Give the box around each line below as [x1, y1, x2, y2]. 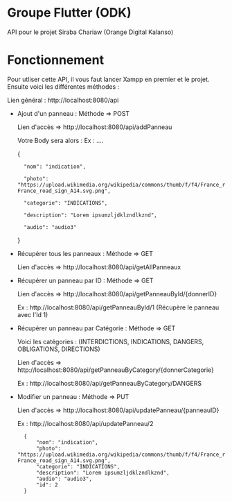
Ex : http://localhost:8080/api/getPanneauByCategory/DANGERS [17, 379, 202, 387]
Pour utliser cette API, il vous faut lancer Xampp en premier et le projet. [7, 75, 210, 83]
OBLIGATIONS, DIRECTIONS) [17, 345, 100, 353]
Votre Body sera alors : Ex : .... [17, 136, 104, 144]
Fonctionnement [7, 52, 105, 68]
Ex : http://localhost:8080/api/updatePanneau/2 [17, 419, 154, 427]
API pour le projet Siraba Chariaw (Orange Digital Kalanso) [7, 28, 174, 36]
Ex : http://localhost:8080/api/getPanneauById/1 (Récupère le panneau [17, 303, 220, 312]
